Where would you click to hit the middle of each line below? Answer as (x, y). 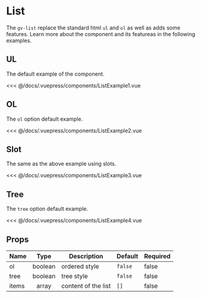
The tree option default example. (47, 209)
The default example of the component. (55, 74)
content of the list (86, 286)
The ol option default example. (45, 119)
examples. (19, 40)
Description (86, 256)
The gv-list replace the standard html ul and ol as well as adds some (93, 28)
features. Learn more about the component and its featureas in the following (101, 34)
